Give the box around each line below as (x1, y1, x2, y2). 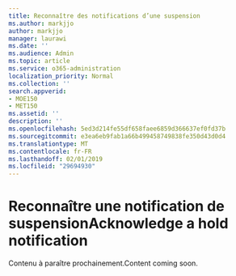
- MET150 (8, 102, 38, 110)
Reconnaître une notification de (8, 197, 225, 215)
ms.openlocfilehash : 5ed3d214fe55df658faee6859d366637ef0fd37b (8, 125, 226, 133)
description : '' (8, 117, 63, 125)
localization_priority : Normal (8, 72, 114, 80)
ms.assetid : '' (8, 110, 60, 118)
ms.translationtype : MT (8, 139, 89, 148)
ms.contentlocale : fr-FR (8, 147, 92, 155)
